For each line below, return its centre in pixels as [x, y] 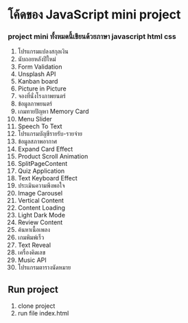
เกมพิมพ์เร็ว [31, 237]
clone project [36, 306]
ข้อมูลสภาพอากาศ [37, 141]
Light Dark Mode [42, 215]
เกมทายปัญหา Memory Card [53, 111]
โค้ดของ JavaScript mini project [94, 15]
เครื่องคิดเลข [32, 252]
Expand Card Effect [45, 149]
